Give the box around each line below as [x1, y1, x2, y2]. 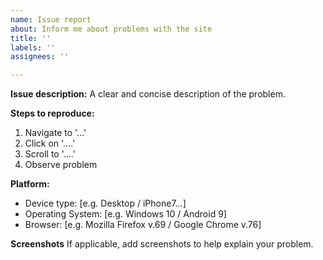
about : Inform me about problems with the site [10, 24, 213, 34]
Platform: [10, 178, 50, 190]
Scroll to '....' [24, 148, 76, 160]
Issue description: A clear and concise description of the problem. [10, 88, 286, 100]
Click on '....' [24, 137, 76, 150]
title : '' [10, 33, 52, 43]
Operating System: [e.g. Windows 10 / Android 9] [24, 208, 227, 220]
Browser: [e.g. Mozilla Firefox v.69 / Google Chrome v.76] [24, 219, 262, 231]
